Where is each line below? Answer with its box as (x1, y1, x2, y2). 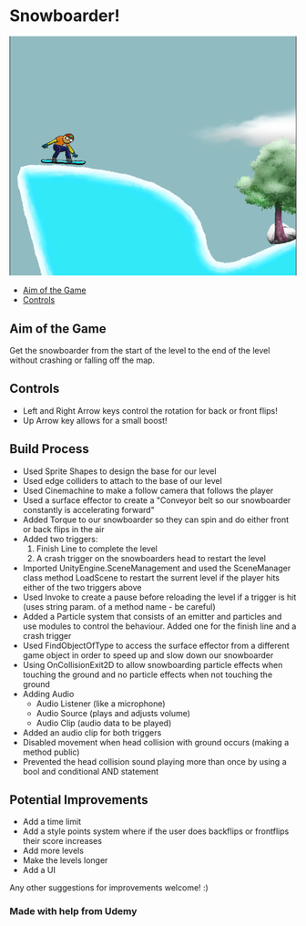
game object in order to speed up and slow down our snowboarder (22, 649, 274, 661)
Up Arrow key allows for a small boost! (22, 415, 168, 426)
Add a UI (22, 865, 56, 876)
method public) (22, 746, 80, 757)
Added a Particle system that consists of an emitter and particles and (22, 611, 282, 622)
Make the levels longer (22, 855, 108, 866)
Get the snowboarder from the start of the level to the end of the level (9, 345, 270, 355)
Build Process (9, 441, 89, 457)
